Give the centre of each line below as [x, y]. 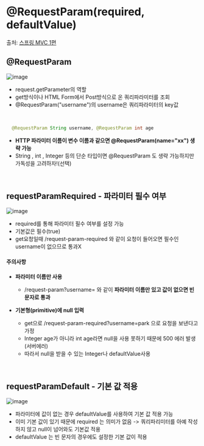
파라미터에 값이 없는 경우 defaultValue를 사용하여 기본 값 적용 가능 [94, 414]
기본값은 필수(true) [38, 231]
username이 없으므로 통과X [48, 246]
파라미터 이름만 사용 [39, 276]
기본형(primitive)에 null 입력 [49, 310]
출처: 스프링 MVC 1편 [31, 42]
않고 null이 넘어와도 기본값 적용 [64, 430]
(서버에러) [36, 346]
